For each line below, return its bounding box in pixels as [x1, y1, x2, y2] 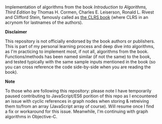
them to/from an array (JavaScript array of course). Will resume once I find [5, 104, 154, 109]
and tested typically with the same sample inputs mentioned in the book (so [5, 59, 156, 64]
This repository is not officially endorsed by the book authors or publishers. [5, 38, 155, 44]
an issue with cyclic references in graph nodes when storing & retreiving [5, 98, 149, 104]
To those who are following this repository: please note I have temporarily [5, 88, 151, 93]
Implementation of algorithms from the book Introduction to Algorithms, [5, 4, 147, 10]
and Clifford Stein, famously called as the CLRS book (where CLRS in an [5, 15, 148, 20]
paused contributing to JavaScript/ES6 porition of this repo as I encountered [5, 93, 157, 99]
